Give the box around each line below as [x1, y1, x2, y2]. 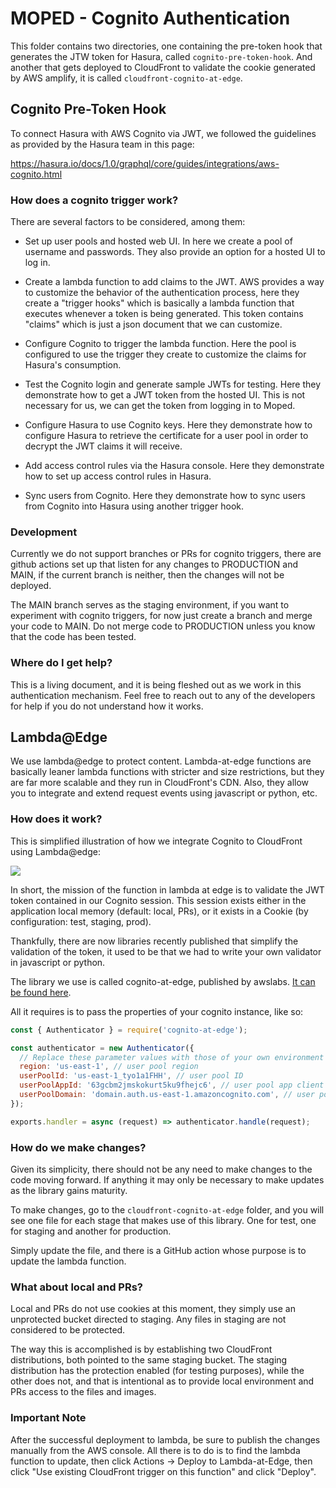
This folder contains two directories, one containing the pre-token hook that [10, 40, 323, 52]
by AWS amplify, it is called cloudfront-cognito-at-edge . [10, 72, 243, 84]
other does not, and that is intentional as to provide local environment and [10, 1375, 315, 1387]
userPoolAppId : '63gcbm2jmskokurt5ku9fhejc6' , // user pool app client [19, 1080, 325, 1091]
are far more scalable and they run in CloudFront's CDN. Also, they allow [10, 777, 310, 789]
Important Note [10, 1411, 87, 1425]
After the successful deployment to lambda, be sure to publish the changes [10, 1433, 321, 1446]
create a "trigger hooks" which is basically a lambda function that [24, 297, 295, 309]
